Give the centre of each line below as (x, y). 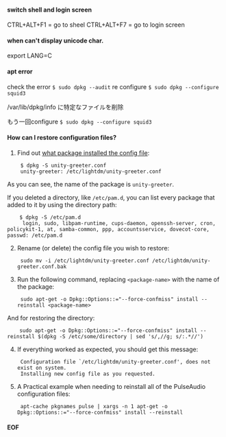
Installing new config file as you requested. (88, 374)
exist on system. (42, 368)
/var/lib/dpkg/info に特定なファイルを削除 (65, 107)
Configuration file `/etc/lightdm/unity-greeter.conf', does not (115, 362)
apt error (20, 71)
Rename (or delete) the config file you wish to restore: (93, 248)
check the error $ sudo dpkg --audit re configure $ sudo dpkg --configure (113, 86)
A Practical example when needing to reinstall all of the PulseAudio (111, 386)
